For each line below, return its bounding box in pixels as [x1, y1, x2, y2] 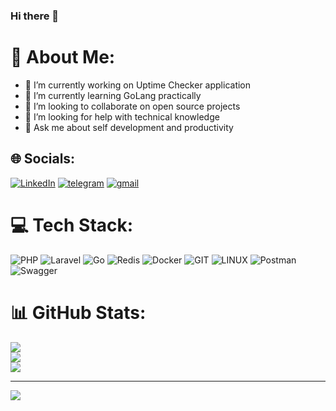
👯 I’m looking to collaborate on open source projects [24, 100, 241, 112]
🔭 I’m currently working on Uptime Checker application [24, 79, 252, 91]
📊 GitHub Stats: [10, 301, 147, 324]
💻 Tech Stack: [10, 214, 134, 236]
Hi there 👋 [10, 9, 60, 23]
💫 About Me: [10, 46, 116, 69]
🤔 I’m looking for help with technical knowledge [24, 110, 220, 123]
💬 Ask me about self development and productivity [24, 121, 234, 133]
